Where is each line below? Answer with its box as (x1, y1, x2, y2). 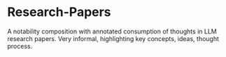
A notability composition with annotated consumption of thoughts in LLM (7, 27, 217, 35)
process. (7, 42, 33, 50)
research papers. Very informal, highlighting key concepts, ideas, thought (7, 34, 219, 42)
